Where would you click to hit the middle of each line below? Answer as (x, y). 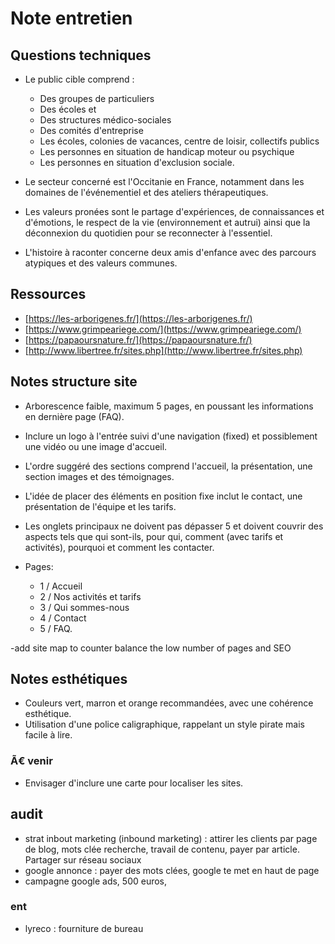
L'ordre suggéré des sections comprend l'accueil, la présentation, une (168, 466)
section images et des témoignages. (99, 476)
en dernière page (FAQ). (74, 416)
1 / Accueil (61, 586)
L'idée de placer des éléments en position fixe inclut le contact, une (163, 496)
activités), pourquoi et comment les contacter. (119, 547)
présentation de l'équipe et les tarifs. (100, 506)
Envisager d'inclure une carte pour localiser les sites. (134, 783)
